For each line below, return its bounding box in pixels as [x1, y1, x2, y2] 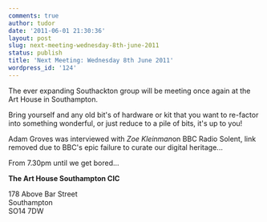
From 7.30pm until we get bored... [8, 158, 119, 168]
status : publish [8, 49, 63, 57]
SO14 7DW [8, 206, 44, 216]
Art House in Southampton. [8, 94, 99, 104]
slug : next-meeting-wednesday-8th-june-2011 [8, 42, 160, 50]
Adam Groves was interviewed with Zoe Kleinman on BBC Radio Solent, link [8, 134, 257, 143]
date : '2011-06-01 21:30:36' [8, 26, 106, 34]
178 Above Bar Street [8, 189, 78, 199]
